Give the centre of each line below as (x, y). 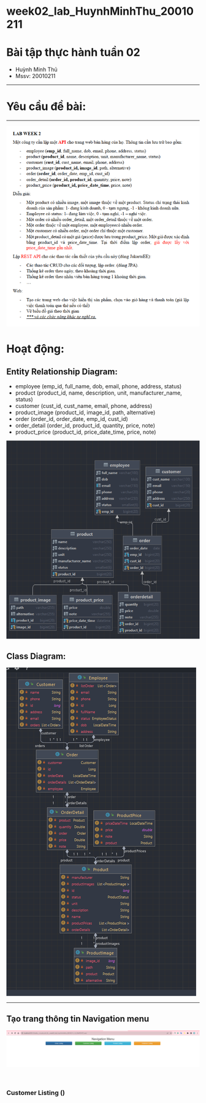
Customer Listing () (36, 1093)
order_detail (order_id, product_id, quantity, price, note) (85, 426)
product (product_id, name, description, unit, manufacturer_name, (98, 393)
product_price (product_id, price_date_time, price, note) (86, 432)
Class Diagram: (36, 656)
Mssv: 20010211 (35, 76)
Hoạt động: (35, 349)
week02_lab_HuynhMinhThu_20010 (100, 11)
